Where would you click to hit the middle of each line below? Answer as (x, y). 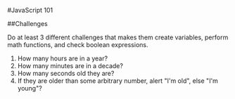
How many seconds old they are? (66, 73)
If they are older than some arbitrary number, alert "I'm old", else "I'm (118, 81)
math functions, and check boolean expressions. (78, 45)
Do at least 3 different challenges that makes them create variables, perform (118, 37)
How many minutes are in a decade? (70, 66)
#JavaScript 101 (30, 10)
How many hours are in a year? (62, 58)
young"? (30, 88)
